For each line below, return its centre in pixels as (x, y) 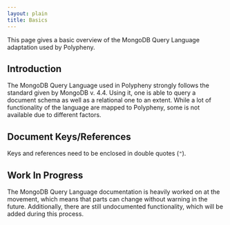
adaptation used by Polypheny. (51, 47)
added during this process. (46, 214)
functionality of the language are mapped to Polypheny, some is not (104, 107)
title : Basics (28, 20)
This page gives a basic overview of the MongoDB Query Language (104, 39)
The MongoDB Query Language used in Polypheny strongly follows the (108, 85)
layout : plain (28, 13)
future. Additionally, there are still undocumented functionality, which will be (115, 206)
